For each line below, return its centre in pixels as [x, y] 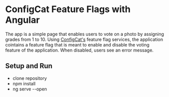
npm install [24, 83]
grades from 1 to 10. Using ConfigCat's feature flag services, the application [84, 39]
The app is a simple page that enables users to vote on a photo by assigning [85, 34]
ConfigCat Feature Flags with [68, 9]
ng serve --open [30, 89]
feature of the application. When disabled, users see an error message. [79, 50]
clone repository [30, 78]
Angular [23, 20]
